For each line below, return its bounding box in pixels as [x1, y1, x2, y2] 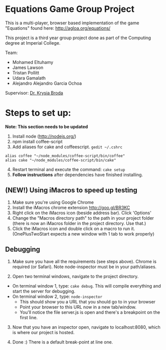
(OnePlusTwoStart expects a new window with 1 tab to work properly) [12, 231, 155, 236]
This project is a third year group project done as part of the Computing [5, 35, 151, 41]
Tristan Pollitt [12, 69, 40, 75]
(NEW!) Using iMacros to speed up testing [5, 186, 138, 194]
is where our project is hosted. [12, 329, 75, 335]
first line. [19, 314, 38, 320]
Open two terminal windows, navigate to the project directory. [12, 273, 139, 279]
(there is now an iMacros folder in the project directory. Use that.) [12, 220, 146, 226]
